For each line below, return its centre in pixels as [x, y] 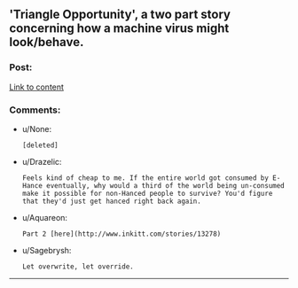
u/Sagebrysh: [47, 250]
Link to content [37, 87]
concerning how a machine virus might [119, 29]
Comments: [35, 110]
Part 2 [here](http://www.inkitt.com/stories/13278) [122, 234]
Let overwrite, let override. [78, 266]
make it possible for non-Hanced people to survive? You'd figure [147, 193]
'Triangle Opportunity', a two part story [120, 15]
